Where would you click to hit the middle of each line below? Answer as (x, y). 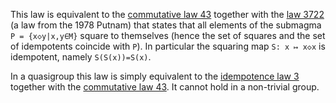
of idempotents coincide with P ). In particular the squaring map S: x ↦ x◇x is (168, 46)
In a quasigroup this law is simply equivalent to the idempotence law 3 (155, 76)
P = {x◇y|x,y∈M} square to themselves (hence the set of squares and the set (168, 35)
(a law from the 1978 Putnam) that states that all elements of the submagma (166, 25)
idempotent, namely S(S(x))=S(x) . (81, 57)
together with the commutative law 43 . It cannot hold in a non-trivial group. (165, 87)
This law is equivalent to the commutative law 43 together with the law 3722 (167, 14)
